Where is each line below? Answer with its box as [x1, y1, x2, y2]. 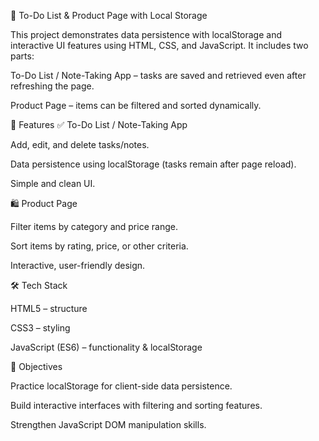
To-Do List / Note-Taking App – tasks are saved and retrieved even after [10, 70, 307, 81]
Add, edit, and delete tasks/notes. [10, 139, 150, 150]
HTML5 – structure [10, 303, 88, 314]
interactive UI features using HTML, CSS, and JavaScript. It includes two [10, 40, 309, 51]
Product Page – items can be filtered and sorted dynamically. [10, 100, 262, 111]
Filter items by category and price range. [10, 221, 178, 232]
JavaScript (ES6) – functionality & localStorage [10, 341, 203, 353]
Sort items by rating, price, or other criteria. [10, 240, 189, 252]
